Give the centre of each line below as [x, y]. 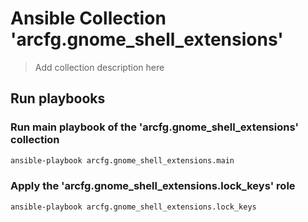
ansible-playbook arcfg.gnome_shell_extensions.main [122, 160]
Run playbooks [58, 98]
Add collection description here [99, 67]
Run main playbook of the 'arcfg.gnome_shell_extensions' [154, 127]
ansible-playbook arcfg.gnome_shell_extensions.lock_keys [133, 207]
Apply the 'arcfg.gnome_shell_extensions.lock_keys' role [153, 186]
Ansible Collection [88, 18]
